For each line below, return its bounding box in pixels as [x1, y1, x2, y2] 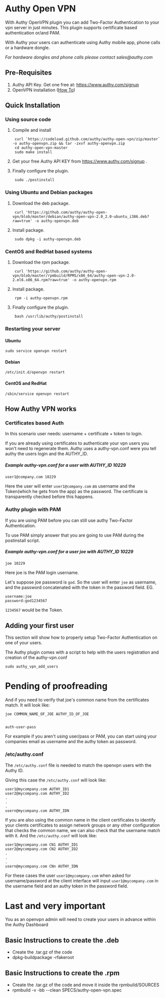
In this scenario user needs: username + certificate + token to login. [5, 431, 143, 437]
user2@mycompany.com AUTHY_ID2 [5, 791, 69, 796]
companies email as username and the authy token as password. [5, 739, 137, 745]
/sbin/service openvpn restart [5, 391, 69, 396]
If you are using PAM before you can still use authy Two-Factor [5, 517, 133, 523]
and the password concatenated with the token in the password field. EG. [5, 584, 154, 590]
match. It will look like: [5, 702, 50, 708]
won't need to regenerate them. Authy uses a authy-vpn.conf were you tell [5, 446, 157, 452]
